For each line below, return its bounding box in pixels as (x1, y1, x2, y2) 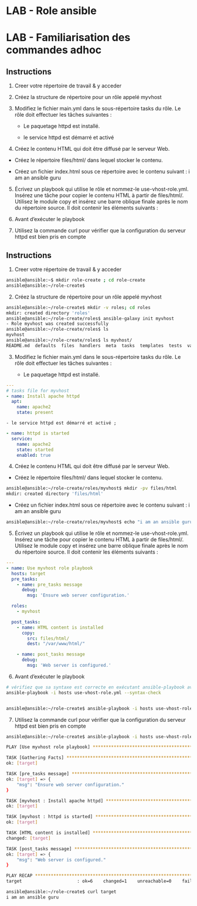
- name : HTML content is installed (16, 625, 104, 630)
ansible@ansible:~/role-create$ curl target (6, 889, 117, 895)
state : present (16, 409, 54, 416)
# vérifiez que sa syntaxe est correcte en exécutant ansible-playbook (6, 684, 185, 690)
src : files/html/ (27, 635, 69, 642)
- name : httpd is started (6, 430, 69, 436)
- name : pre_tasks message (16, 582, 83, 588)
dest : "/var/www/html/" (27, 641, 85, 647)
